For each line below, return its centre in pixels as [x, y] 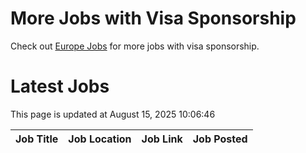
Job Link [162, 139]
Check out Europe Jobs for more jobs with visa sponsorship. [135, 46]
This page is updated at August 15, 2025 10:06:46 [113, 114]
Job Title [37, 139]
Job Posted [220, 139]
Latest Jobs [60, 86]
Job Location [100, 139]
